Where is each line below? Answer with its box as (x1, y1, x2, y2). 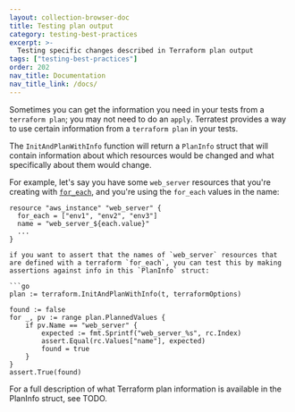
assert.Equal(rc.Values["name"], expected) (41, 336, 206, 345)
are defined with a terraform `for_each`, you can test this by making (9, 258, 282, 267)
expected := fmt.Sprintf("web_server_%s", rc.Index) (41, 328, 242, 338)
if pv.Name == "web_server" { (25, 321, 139, 330)
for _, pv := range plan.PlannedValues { (9, 313, 166, 322)
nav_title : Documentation (9, 71, 105, 80)
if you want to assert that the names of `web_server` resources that (9, 250, 278, 259)
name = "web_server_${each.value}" (17, 219, 150, 228)
